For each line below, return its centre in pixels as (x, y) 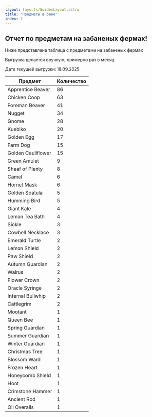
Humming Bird (24, 201)
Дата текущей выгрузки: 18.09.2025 (42, 69)
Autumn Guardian (28, 264)
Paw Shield (20, 256)
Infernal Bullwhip (27, 296)
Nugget (16, 113)
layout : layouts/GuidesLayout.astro (42, 10)
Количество (72, 81)
